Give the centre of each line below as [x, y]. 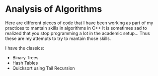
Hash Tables [25, 63]
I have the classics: [25, 48]
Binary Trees [25, 57]
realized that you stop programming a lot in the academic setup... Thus [78, 33]
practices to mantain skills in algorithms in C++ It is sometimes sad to [76, 28]
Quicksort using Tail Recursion [44, 68]
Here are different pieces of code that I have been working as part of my [79, 23]
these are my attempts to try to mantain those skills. [58, 38]
